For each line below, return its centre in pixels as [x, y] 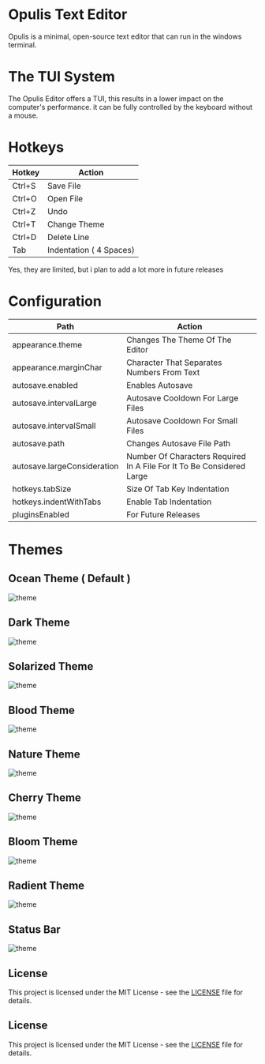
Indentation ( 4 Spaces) [91, 250]
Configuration [55, 301]
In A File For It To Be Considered [186, 466]
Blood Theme [41, 710]
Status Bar [34, 929]
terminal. [22, 44]
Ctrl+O [24, 198]
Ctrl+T [24, 224]
